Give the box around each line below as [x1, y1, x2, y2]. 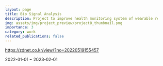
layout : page [5, 7, 32, 12]
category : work [5, 29, 36, 34]
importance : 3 [5, 25, 34, 30]
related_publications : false [5, 34, 64, 39]
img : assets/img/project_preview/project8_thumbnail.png [5, 20, 123, 26]
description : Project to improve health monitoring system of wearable [5, 16, 153, 21]
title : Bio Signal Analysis [5, 12, 62, 16]
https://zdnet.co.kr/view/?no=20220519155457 [5, 47, 99, 53]
